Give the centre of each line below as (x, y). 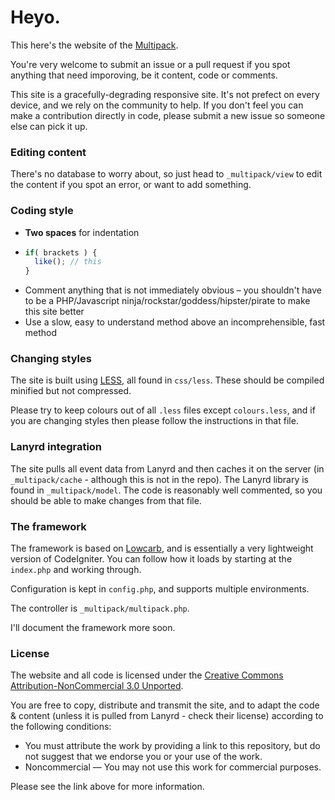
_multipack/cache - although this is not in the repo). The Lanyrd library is (160, 479)
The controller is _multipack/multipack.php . (100, 608)
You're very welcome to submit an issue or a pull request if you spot (150, 64)
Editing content (48, 152)
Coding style (42, 211)
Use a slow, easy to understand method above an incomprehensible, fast (175, 322)
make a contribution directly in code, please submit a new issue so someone (168, 115)
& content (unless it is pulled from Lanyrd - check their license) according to (167, 716)
